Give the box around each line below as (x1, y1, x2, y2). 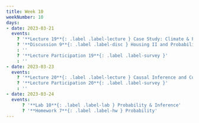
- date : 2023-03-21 (6, 25, 54, 31)
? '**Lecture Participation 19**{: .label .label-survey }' (17, 53, 168, 59)
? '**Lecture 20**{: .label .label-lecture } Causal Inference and (17, 75, 187, 80)
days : (6, 20, 20, 25)
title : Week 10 (6, 8, 44, 15)
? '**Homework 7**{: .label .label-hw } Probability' (21, 108, 158, 114)
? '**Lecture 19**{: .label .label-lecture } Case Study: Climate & (17, 36, 190, 42)
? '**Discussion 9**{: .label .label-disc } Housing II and (17, 42, 168, 48)
